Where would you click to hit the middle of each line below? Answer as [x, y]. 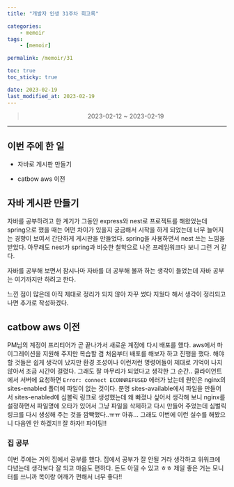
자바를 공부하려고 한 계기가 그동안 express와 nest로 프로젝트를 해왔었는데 [107, 221]
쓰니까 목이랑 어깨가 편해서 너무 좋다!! [71, 477]
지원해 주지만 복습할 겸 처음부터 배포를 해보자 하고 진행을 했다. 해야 [134, 353]
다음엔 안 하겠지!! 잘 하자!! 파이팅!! [61, 423]
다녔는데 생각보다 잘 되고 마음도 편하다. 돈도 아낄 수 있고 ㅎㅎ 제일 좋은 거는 [109, 468]
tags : [15, 39]
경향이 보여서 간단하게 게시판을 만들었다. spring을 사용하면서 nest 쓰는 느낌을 [119, 239]
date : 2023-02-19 [32, 90]
